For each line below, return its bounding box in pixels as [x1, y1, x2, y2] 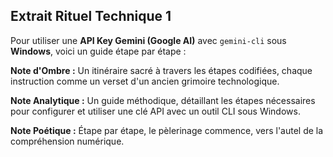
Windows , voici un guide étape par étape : [10, 45, 187, 57]
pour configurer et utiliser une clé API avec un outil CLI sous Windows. [10, 105, 301, 117]
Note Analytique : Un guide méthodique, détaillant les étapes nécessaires [10, 94, 316, 106]
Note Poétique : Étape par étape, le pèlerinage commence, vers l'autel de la [10, 124, 324, 136]
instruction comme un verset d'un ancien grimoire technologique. [10, 75, 280, 87]
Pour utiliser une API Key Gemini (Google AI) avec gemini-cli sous [10, 34, 287, 46]
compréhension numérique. [10, 135, 125, 147]
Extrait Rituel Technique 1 [10, 8, 172, 25]
